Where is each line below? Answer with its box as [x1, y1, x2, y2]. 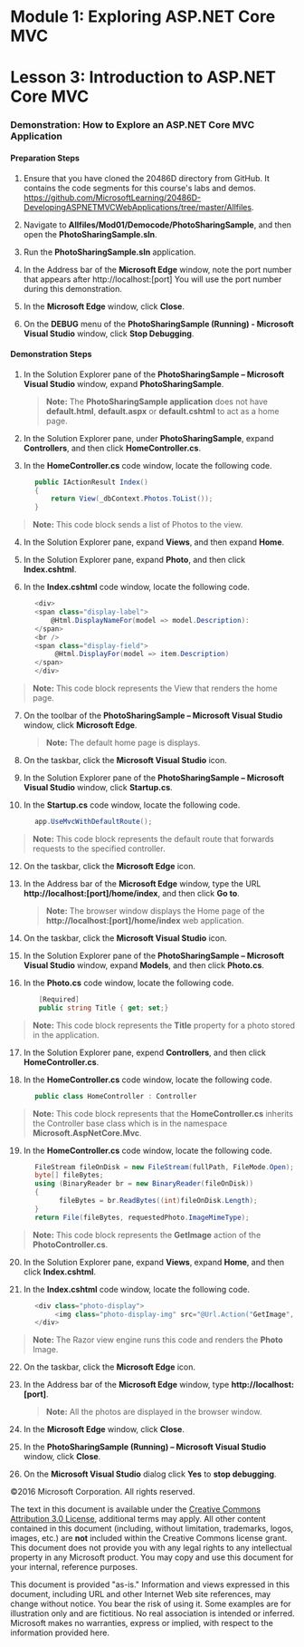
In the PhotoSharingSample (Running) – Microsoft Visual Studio [23, 1441, 267, 1452]
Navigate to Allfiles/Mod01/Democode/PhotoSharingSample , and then [23, 219, 292, 230]
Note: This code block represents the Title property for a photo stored [32, 1020, 296, 1031]
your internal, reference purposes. [10, 1562, 138, 1573]
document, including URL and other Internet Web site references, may [10, 1589, 271, 1600]
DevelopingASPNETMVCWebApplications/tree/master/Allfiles [23, 201, 252, 212]
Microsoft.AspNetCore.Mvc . [32, 1127, 143, 1138]
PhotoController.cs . [32, 1239, 109, 1250]
